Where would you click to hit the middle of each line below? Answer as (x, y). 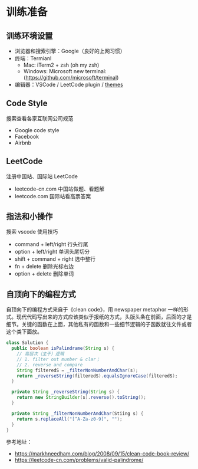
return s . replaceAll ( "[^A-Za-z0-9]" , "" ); (70, 419)
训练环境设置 (29, 36)
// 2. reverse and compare (50, 365)
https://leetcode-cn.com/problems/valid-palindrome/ (79, 460)
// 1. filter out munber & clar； (59, 359)
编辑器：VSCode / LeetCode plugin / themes (69, 84)
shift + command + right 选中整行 (55, 259)
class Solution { (27, 343)
